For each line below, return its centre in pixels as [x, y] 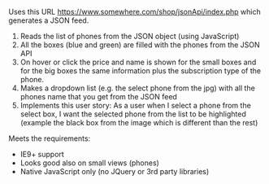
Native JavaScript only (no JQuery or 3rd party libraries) [115, 171]
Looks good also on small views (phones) [90, 163]
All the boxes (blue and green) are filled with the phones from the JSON [140, 45]
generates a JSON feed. [49, 20]
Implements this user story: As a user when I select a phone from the [136, 105]
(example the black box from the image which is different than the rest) [139, 123]
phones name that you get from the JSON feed [98, 96]
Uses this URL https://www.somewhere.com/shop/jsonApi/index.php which [135, 12]
